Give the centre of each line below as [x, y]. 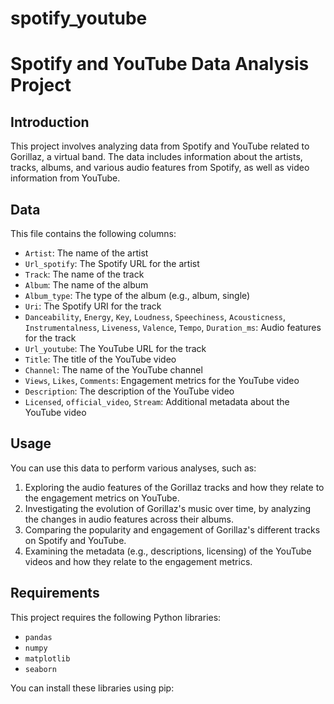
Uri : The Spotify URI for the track [93, 306]
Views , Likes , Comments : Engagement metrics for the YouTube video [162, 380]
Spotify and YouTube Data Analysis [160, 64]
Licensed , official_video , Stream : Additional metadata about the [157, 401]
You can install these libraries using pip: [92, 688]
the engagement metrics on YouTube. [102, 498]
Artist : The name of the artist [86, 253]
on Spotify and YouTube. [75, 540]
